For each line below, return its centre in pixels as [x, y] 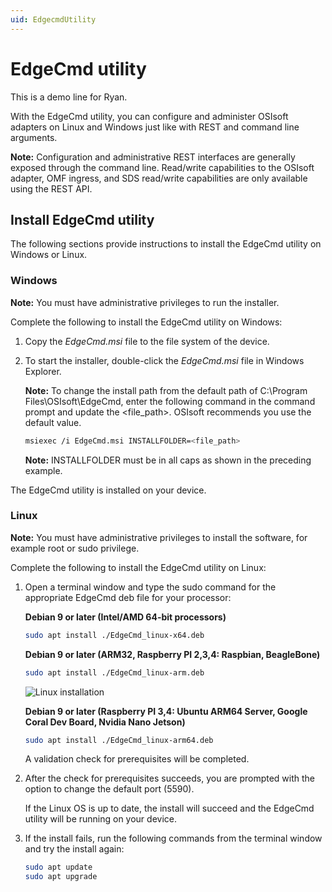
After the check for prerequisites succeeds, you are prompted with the [170, 778]
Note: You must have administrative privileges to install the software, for [159, 537]
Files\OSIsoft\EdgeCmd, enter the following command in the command [170, 401]
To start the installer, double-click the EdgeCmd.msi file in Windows [164, 360]
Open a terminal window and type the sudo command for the [150, 587]
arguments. [34, 137]
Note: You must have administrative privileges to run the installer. [145, 302]
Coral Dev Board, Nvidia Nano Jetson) [105, 722]
